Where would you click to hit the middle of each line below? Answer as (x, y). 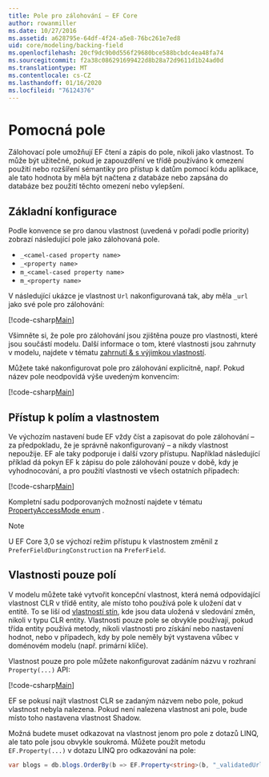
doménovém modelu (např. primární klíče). (78, 645)
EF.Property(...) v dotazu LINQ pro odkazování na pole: (102, 750)
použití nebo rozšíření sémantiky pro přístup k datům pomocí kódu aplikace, (133, 169)
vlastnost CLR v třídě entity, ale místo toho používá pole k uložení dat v (125, 603)
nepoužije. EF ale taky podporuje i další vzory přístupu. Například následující (134, 453)
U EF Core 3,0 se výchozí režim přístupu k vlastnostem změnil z (113, 541)
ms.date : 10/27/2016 (43, 30)
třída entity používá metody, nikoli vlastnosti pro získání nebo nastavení (126, 628)
